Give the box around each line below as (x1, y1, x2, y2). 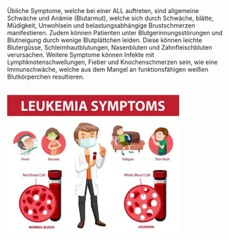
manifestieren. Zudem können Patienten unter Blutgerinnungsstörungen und (7, 29, 223, 37)
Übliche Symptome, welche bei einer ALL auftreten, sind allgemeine (7, 7, 199, 14)
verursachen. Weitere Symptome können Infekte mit (7, 51, 155, 59)
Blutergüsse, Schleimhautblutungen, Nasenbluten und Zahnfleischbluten (7, 43, 212, 51)
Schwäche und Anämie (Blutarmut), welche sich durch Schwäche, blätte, (7, 14, 214, 22)
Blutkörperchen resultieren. (7, 72, 85, 81)
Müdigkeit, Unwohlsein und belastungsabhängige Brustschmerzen (7, 21, 195, 30)
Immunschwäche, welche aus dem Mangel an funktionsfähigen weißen (7, 66, 208, 73)
